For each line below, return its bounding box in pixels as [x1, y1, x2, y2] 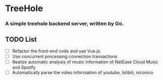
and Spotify [12, 64, 36, 70]
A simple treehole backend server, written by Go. [5, 20, 124, 27]
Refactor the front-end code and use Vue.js [12, 48, 100, 54]
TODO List [5, 35, 37, 44]
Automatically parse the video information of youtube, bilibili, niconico [12, 70, 153, 76]
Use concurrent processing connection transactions [12, 53, 117, 59]
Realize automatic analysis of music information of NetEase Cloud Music [12, 59, 159, 65]
